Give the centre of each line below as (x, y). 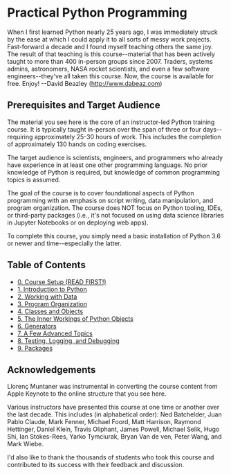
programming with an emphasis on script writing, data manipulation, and (110, 200)
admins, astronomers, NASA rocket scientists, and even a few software (108, 69)
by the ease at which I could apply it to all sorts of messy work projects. (109, 39)
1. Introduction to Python (52, 289)
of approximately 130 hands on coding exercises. (77, 144)
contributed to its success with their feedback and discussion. (96, 465)
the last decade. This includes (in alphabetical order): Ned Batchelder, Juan (115, 414)
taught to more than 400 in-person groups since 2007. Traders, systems (110, 61)
